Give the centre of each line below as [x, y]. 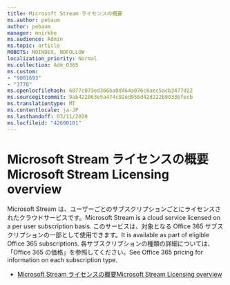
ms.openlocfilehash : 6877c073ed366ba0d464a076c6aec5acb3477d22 [100, 91]
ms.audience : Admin [35, 39]
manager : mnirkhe [32, 33]
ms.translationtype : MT [41, 104]
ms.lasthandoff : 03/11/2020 [48, 116]
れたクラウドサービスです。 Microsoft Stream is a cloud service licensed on [114, 218]
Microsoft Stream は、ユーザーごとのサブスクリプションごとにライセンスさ [114, 209]
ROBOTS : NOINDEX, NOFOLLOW [46, 53]
